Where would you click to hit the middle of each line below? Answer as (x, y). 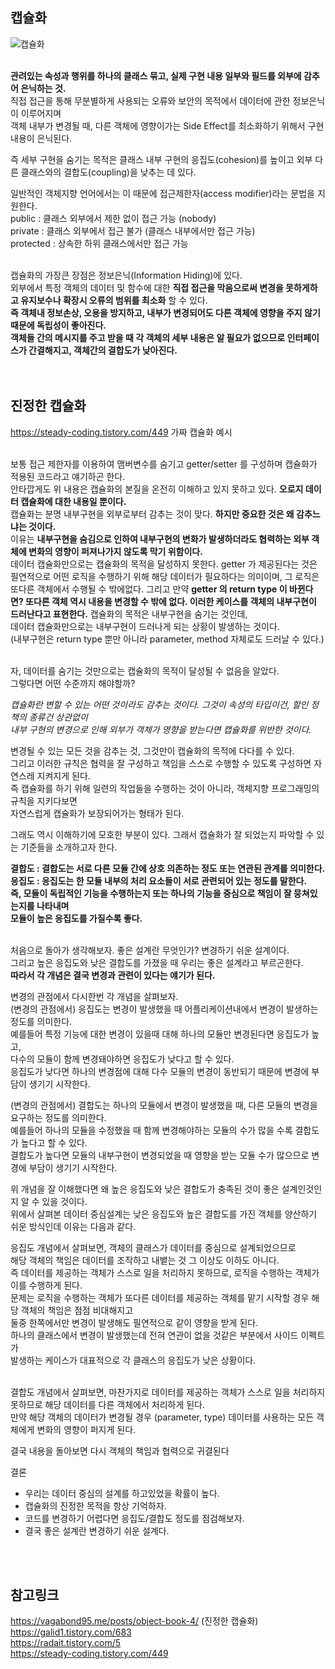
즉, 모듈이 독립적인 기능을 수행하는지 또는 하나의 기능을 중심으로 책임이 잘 (151, 893)
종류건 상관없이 (58, 717)
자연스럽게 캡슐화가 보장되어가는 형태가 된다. (97, 813)
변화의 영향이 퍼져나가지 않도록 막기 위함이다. (115, 551)
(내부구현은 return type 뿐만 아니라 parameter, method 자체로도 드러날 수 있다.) (167, 639)
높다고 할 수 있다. (54, 1142)
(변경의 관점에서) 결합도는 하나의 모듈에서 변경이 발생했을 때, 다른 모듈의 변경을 (164, 1105)
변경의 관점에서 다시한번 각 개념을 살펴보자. (94, 996)
